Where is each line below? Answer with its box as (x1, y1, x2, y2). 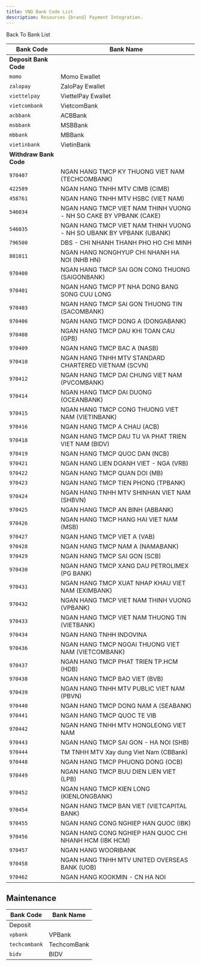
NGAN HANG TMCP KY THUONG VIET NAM (60, 167, 185, 175)
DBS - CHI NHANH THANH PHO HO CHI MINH (60, 238, 192, 247)
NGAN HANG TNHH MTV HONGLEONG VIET (60, 721, 187, 729)
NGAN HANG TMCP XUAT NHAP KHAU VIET (60, 579, 186, 587)
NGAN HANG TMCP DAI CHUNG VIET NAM (60, 370, 182, 379)
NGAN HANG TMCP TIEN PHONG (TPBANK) (60, 478, 186, 487)
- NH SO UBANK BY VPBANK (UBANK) (60, 229, 171, 237)
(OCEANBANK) (60, 396, 103, 404)
